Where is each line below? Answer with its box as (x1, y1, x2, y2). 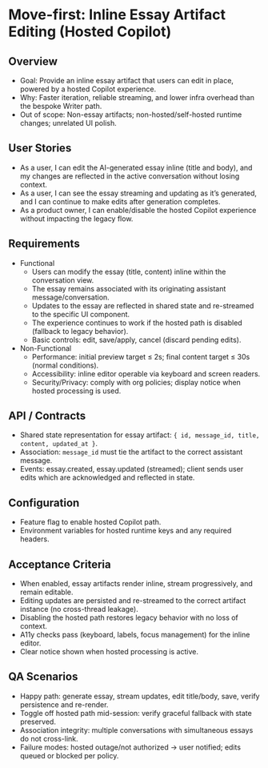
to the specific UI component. (31, 309, 130, 319)
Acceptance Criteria (8, 557, 111, 571)
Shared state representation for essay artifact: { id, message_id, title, (19, 430, 260, 440)
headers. (19, 534, 50, 544)
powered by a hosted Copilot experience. (19, 84, 157, 94)
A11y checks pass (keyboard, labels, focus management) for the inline (19, 630, 250, 640)
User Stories (8, 142, 72, 155)
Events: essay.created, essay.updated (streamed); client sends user (19, 464, 244, 474)
